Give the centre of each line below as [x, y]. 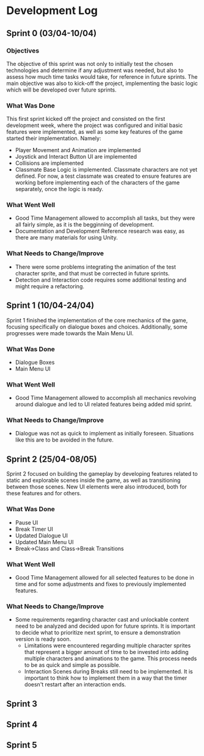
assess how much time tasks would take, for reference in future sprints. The [102, 76]
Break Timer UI [34, 529]
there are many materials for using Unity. [66, 238]
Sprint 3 [22, 704]
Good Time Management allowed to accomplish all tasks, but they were [105, 218]
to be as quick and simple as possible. [72, 665]
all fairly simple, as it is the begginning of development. [85, 225]
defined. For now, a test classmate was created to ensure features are [103, 176]
